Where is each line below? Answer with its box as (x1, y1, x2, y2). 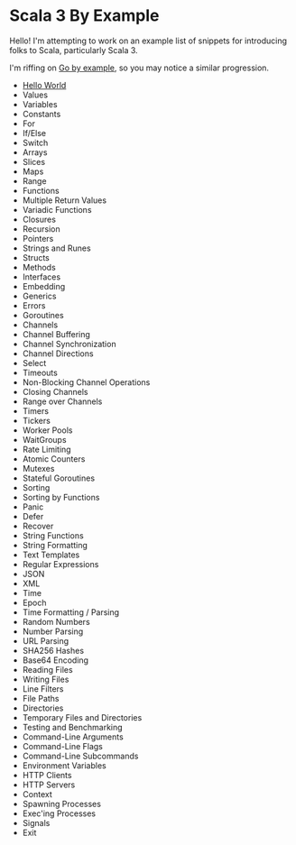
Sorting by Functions (22, 491, 100, 502)
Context (22, 788, 52, 799)
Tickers (22, 415, 51, 426)
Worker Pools (22, 425, 73, 436)
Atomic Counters (22, 453, 86, 464)
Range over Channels (22, 396, 103, 407)
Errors (22, 299, 46, 311)
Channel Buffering (22, 328, 90, 339)
